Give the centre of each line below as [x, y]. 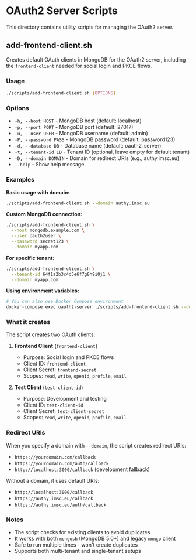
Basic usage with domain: [38, 192]
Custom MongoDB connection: [44, 214]
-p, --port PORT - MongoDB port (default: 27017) [74, 127]
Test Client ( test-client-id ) [49, 387]
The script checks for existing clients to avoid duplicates [82, 532]
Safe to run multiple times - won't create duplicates [76, 545]
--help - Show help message [49, 165]
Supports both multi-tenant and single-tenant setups [78, 551]
